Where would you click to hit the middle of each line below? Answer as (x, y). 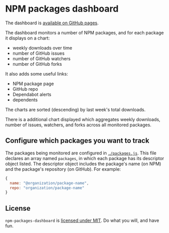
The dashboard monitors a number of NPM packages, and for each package (84, 32)
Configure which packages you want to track (77, 141)
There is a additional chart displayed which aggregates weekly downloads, (83, 119)
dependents (25, 100)
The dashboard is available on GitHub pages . (52, 23)
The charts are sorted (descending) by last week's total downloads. (75, 109)
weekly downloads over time (42, 48)
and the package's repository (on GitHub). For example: (63, 169)
